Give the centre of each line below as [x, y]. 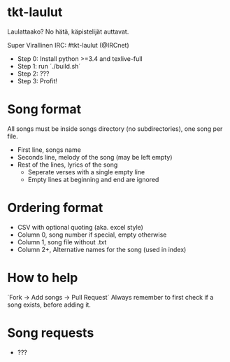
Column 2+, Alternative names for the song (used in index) [102, 249]
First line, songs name [49, 149]
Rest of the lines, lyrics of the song [67, 165]
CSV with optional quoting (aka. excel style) [80, 227]
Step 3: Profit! [37, 81]
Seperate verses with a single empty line [86, 172]
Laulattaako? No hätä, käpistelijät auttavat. [68, 32]
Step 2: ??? [33, 74]
